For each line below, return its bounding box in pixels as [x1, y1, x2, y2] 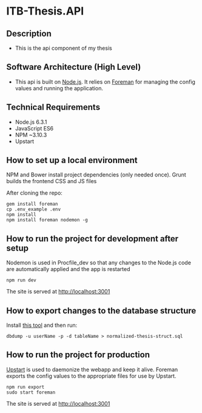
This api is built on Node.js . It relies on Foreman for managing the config [15, 78, 196, 86]
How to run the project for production [6, 350, 150, 360]
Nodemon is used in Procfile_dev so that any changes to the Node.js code [6, 259, 191, 266]
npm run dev [6, 277, 36, 283]
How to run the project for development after [6, 233, 179, 244]
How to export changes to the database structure [6, 305, 197, 316]
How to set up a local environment [6, 155, 138, 166]
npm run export [6, 384, 45, 390]
